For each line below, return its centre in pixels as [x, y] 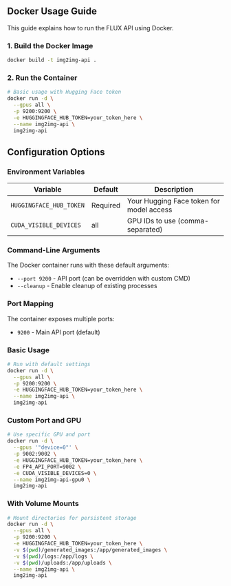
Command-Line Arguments [54, 250]
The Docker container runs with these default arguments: [88, 265]
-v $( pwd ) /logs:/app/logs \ [54, 556]
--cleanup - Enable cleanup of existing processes [87, 286]
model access [150, 210]
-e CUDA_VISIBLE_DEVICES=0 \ [55, 473]
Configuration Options [56, 152]
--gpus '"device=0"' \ [46, 447]
